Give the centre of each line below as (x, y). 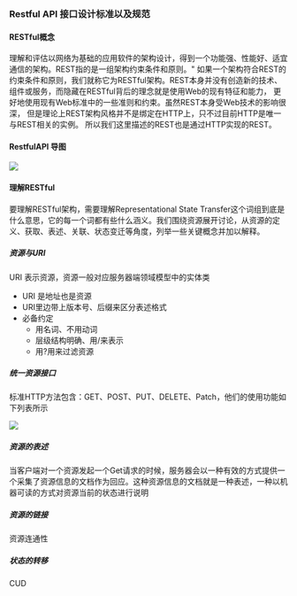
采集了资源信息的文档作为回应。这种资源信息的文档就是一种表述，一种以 (148, 482)
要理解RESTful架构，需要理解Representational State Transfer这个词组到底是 (147, 209)
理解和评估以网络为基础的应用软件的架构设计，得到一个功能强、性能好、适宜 (148, 58)
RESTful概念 (32, 36)
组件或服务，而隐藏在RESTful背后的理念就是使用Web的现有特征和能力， (141, 91)
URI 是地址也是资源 (57, 296)
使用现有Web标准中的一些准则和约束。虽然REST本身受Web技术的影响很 (156, 103)
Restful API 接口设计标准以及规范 (80, 13)
